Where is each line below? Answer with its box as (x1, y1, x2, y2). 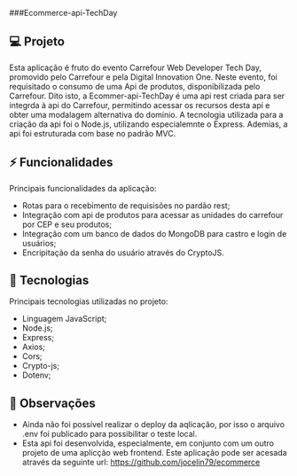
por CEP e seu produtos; (21, 219, 113, 230)
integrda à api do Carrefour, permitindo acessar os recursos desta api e (9, 99, 270, 110)
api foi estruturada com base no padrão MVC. (9, 128, 176, 138)
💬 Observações (9, 395, 96, 410)
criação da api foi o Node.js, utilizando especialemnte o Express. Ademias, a (9, 119, 288, 129)
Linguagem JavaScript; (21, 314, 107, 324)
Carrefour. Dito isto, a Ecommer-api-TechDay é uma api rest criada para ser (9, 90, 285, 101)
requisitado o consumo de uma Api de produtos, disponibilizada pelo (9, 81, 261, 91)
